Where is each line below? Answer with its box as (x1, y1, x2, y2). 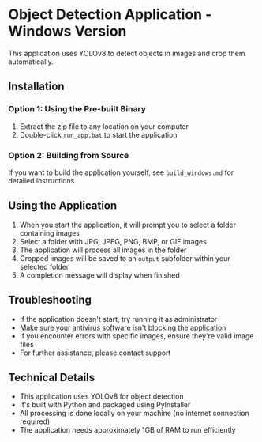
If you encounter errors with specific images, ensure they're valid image (19, 331, 254, 341)
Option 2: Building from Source (8, 149, 129, 161)
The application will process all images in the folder (19, 245, 187, 255)
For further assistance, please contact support (19, 348, 171, 357)
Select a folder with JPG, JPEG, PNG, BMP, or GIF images (19, 236, 207, 246)
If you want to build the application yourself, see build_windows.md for (8, 168, 234, 177)
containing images (19, 228, 80, 238)
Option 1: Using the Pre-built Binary (8, 104, 147, 115)
